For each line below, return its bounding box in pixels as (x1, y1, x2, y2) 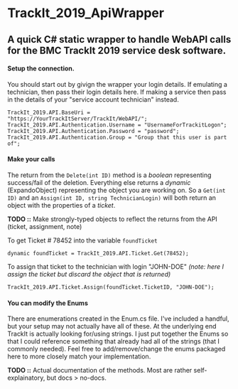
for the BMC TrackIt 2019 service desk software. (7, 44, 227, 56)
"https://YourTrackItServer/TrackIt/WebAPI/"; (7, 115, 148, 122)
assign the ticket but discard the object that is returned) (7, 270, 171, 278)
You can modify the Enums (7, 299, 89, 307)
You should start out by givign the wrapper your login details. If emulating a (7, 80, 227, 88)
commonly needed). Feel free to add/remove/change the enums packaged (7, 345, 226, 353)
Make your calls (7, 155, 55, 164)
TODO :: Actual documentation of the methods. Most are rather (7, 366, 193, 375)
